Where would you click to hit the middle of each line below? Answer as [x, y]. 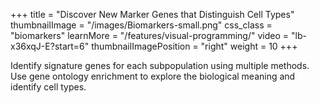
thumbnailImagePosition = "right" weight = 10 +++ [194, 46]
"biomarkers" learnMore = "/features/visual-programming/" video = [150, 35]
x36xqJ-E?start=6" [50, 46]
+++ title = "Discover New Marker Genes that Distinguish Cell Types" [152, 14]
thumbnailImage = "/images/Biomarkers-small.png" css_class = [141, 25]
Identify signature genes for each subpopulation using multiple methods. [160, 65]
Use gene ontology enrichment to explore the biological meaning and [153, 76]
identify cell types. [48, 87]
